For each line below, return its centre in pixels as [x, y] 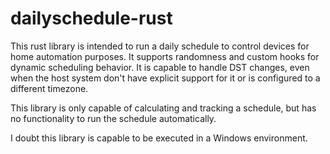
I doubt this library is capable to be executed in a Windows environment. [159, 138]
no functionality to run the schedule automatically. [113, 118]
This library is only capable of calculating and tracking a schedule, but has [163, 108]
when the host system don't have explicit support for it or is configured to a [165, 78]
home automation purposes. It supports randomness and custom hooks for [165, 56]
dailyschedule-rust [91, 18]
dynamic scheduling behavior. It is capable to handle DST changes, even [160, 67]
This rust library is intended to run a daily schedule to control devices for [160, 46]
